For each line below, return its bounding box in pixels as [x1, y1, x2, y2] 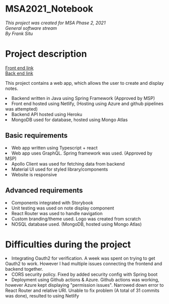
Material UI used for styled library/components [12, 166, 108, 172]
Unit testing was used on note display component [12, 205, 114, 211]
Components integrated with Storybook [12, 199, 94, 206]
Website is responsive [12, 171, 57, 177]
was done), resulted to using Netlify [5, 293, 79, 299]
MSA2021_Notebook [5, 3, 94, 15]
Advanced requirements [5, 186, 83, 195]
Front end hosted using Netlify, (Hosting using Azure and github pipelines [12, 100, 163, 107]
